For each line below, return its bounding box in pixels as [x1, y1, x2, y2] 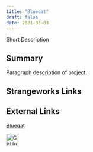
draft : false [6, 14, 39, 20]
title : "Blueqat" [6, 8, 49, 15]
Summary [6, 53, 43, 63]
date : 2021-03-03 [6, 20, 49, 26]
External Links [6, 106, 60, 116]
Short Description [6, 36, 49, 43]
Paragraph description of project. [6, 69, 88, 76]
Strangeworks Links [6, 86, 82, 96]
